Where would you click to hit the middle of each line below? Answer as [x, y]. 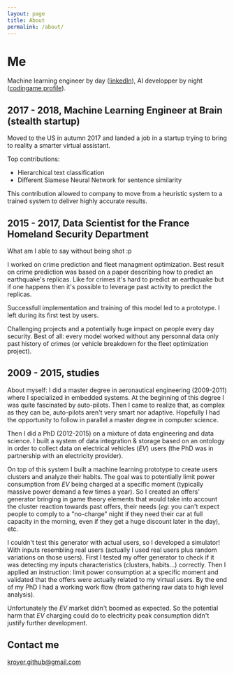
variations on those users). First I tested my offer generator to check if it [111, 557]
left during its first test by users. [53, 315]
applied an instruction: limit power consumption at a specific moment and [113, 572]
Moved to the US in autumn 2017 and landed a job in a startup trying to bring [117, 138]
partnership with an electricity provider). [65, 455]
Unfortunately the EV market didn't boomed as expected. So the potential [113, 608]
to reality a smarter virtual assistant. [59, 146]
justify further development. [47, 623]
